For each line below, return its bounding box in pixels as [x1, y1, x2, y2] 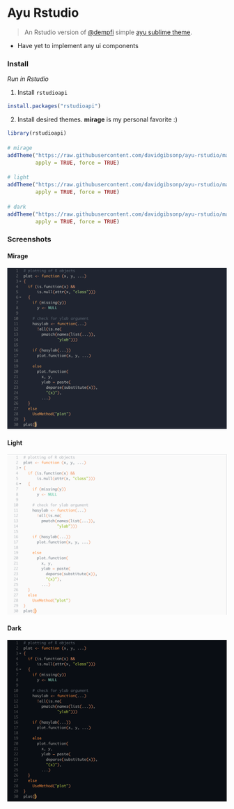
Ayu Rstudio [7, 5, 79, 21]
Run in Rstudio [7, 75, 49, 83]
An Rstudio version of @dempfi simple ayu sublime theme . [24, 28, 193, 36]
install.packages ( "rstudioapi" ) [7, 103, 101, 110]
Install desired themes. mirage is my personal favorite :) [17, 115, 178, 124]
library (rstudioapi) [7, 130, 68, 137]
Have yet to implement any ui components [17, 41, 139, 50]
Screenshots [7, 235, 52, 244]
